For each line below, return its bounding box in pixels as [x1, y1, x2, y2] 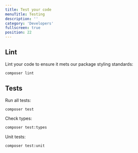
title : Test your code [5, 7, 52, 12]
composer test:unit [5, 143, 45, 149]
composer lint [5, 71, 34, 76]
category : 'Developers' [5, 21, 54, 26]
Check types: [5, 116, 32, 122]
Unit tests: [5, 134, 26, 140]
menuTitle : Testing [5, 12, 45, 17]
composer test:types [5, 125, 48, 130]
